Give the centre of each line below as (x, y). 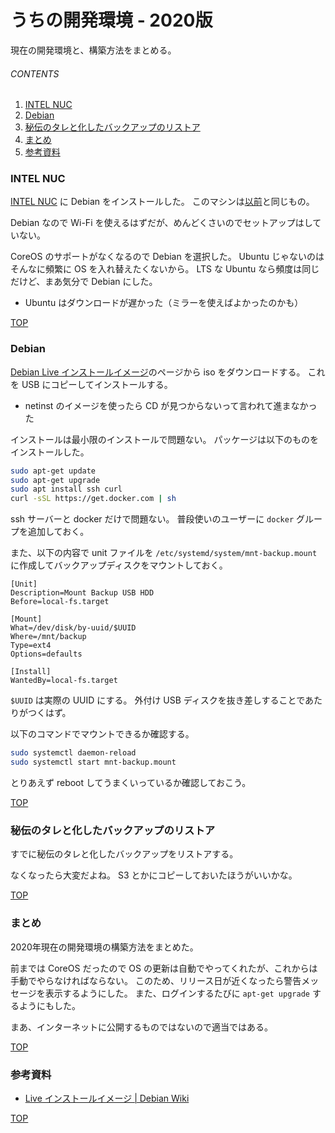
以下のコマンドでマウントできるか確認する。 (102, 734)
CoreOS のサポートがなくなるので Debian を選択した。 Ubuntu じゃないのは (167, 257)
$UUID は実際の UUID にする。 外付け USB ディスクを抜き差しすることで (158, 700)
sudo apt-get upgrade (55, 480)
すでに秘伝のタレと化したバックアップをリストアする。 (124, 854)
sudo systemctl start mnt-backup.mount (93, 762)
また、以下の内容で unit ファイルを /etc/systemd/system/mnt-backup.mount (164, 553)
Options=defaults (46, 654)
